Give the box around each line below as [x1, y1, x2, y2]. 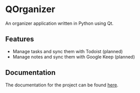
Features [5, 35, 34, 43]
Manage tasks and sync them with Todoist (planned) [12, 48, 123, 54]
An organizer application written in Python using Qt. [5, 20, 114, 26]
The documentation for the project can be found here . [5, 82, 119, 88]
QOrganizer [5, 4, 55, 15]
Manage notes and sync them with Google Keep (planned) [12, 54, 135, 60]
